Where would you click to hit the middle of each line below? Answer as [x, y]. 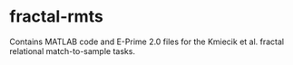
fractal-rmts [57, 17]
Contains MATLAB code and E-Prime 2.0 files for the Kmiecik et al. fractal [146, 42]
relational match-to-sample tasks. [73, 51]
